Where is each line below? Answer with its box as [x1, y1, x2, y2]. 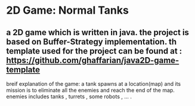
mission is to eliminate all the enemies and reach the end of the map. [6, 87, 175, 93]
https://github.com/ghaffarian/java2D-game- [6, 55, 179, 66]
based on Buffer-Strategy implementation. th [6, 36, 177, 46]
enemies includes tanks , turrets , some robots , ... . [6, 93, 132, 100]
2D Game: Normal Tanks [6, 4, 129, 17]
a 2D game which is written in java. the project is [6, 27, 190, 38]
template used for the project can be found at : [6, 46, 182, 56]
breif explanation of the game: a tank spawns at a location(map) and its [6, 80, 181, 87]
